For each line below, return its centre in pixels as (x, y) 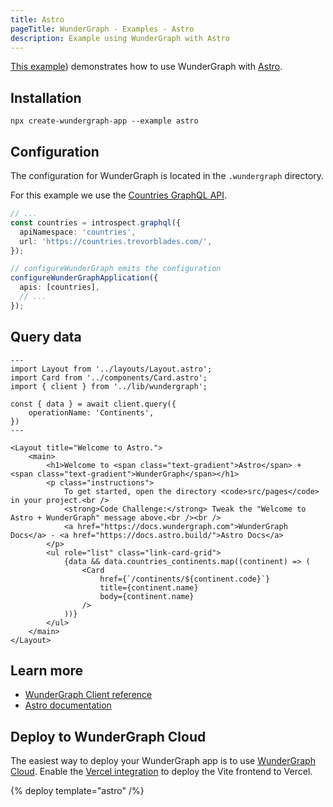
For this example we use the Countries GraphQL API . (119, 195)
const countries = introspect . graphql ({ (96, 222)
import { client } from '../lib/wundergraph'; (109, 386)
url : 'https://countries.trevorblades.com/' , (116, 241)
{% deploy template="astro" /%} (77, 791)
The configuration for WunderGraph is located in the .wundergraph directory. (167, 175)
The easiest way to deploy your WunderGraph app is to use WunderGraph (163, 761)
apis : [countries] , (60, 287)
